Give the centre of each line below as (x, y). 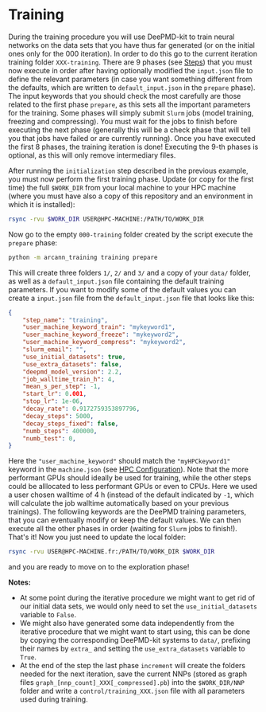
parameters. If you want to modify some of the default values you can (122, 289)
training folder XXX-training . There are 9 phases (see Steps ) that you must (130, 62)
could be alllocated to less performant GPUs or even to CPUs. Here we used (133, 487)
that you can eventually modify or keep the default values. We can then (125, 520)
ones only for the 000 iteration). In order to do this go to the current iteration (133, 53)
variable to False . (48, 615)
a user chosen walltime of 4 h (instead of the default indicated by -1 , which (131, 495)
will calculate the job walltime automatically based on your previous (119, 503)
